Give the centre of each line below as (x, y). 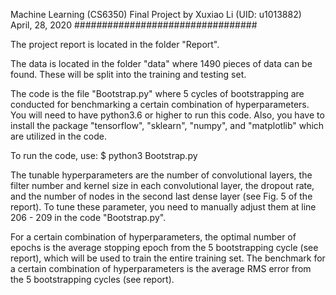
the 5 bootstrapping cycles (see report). (92, 279)
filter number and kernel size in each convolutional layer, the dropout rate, (162, 185)
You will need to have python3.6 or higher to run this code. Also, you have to (167, 115)
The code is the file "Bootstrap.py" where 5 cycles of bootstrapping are (157, 93)
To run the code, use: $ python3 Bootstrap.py (104, 155)
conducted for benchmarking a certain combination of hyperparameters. (160, 104)
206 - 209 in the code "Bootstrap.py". (88, 217)
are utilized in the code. (58, 136)
